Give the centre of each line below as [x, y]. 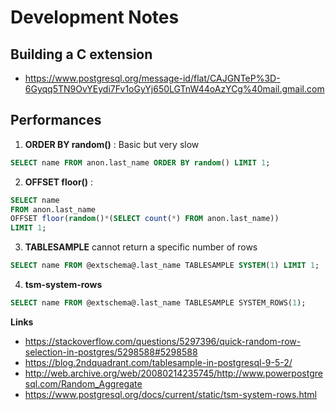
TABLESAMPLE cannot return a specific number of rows [141, 247]
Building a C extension [81, 54]
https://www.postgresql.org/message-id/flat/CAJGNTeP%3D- [152, 78]
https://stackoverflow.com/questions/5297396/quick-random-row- [163, 341]
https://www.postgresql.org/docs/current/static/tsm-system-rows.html [170, 394]
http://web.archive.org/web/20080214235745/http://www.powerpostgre [173, 373]
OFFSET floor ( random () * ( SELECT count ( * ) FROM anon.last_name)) [145, 219]
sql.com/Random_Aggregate [83, 383]
